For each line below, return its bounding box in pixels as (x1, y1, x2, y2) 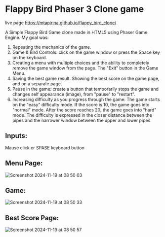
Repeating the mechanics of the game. (12, 44, 91, 50)
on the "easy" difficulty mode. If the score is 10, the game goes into (12, 102, 150, 107)
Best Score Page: (5, 213, 59, 222)
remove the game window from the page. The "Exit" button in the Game (12, 65, 159, 71)
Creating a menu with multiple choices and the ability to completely (12, 60, 150, 66)
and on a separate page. (12, 80, 62, 87)
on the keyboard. (12, 54, 47, 60)
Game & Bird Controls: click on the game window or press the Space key (12, 49, 160, 55)
